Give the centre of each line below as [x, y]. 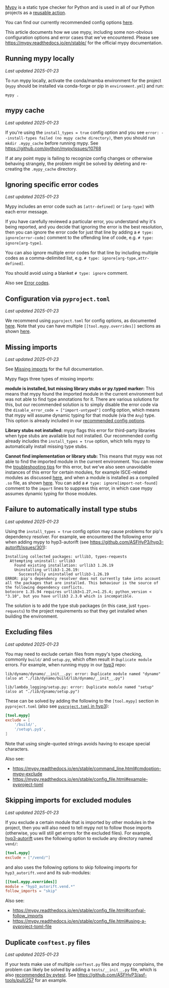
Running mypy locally [40, 59]
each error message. [27, 212]
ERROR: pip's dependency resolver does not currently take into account [83, 578]
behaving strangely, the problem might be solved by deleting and [72, 164]
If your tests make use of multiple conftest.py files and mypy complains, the [84, 964]
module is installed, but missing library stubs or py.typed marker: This [80, 389]
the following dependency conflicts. [45, 587]
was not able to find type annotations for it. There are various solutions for [82, 399]
